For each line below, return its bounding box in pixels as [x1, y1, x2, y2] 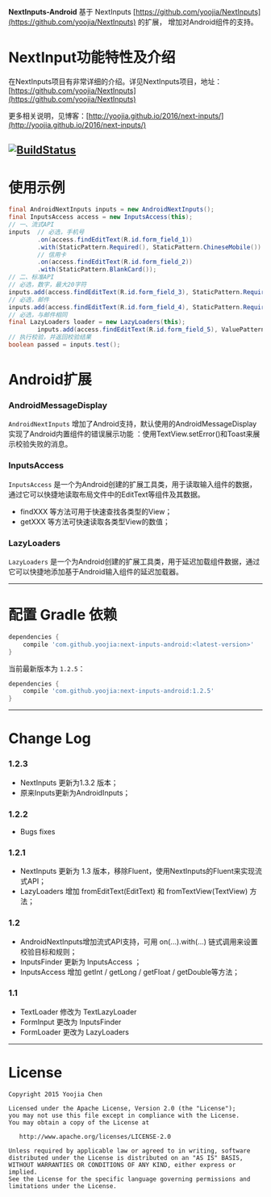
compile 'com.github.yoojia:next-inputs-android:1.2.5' [23, 687, 215, 695]
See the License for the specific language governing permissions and [8, 1174, 251, 1183]
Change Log [8, 729, 91, 748]
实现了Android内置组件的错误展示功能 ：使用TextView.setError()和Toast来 [8, 429, 253, 439]
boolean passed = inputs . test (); [8, 341, 121, 349]
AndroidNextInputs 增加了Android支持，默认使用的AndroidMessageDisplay [8, 419, 257, 429]
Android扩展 [8, 371, 93, 389]
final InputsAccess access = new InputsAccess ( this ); [8, 213, 194, 221]
